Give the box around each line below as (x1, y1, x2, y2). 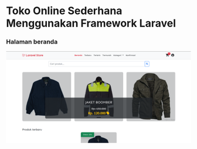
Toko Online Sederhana (6, 4, 123, 18)
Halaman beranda (6, 38, 58, 46)
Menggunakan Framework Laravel (6, 16, 176, 30)
